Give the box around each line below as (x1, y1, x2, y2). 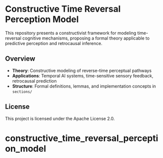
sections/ (12, 89, 33, 94)
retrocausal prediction (12, 78, 57, 84)
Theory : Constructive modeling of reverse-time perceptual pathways (12, 68, 152, 73)
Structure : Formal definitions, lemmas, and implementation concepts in (12, 83, 156, 89)
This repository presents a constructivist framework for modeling (5, 30, 137, 36)
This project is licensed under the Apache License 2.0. (5, 115, 115, 121)
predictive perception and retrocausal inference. (5, 40, 103, 46)
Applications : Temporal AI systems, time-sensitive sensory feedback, (12, 72, 154, 79)
